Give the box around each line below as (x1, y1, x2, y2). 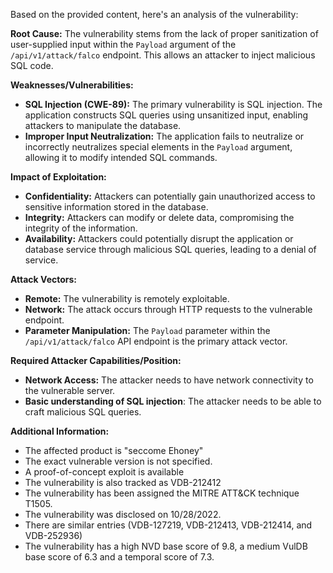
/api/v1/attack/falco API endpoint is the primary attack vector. (24, 335, 288, 347)
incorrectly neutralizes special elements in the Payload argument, (24, 141, 293, 153)
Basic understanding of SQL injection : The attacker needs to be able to (24, 395, 322, 407)
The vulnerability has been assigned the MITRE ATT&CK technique (24, 487, 300, 499)
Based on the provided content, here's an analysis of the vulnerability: (10, 9, 299, 20)
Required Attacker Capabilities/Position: (10, 355, 182, 366)
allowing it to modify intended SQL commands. (24, 152, 218, 163)
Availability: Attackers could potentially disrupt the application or (24, 233, 294, 244)
